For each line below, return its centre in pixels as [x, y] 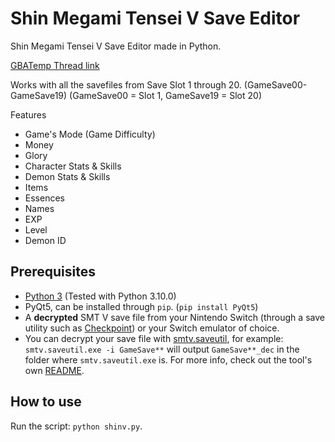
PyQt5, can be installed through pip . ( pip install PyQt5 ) [141, 306]
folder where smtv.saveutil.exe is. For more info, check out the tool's [168, 359]
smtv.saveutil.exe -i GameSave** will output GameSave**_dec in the [162, 349]
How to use [46, 402]
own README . [54, 370]
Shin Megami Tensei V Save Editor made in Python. [116, 46]
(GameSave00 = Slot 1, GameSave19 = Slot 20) [165, 95]
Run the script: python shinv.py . [76, 426]
